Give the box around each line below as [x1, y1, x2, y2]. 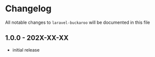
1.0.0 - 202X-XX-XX [5, 34, 69, 42]
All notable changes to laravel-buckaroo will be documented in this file [5, 19, 150, 25]
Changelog [5, 3, 52, 14]
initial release [12, 47, 40, 53]
